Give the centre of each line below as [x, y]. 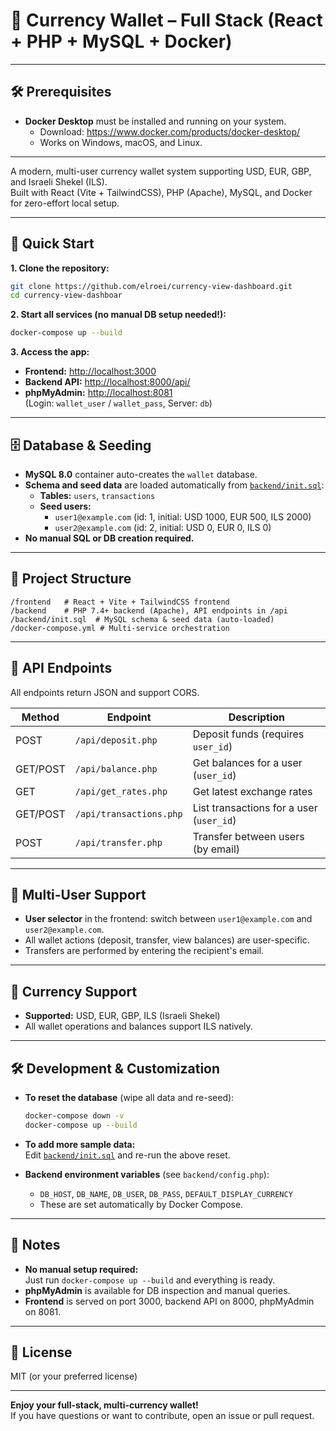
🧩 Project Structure [71, 579]
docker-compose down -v [74, 1116]
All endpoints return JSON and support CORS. [105, 692]
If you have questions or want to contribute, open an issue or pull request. [162, 1416]
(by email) [216, 849]
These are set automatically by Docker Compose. [141, 1204]
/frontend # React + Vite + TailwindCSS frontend [120, 602]
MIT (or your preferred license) [74, 1376]
